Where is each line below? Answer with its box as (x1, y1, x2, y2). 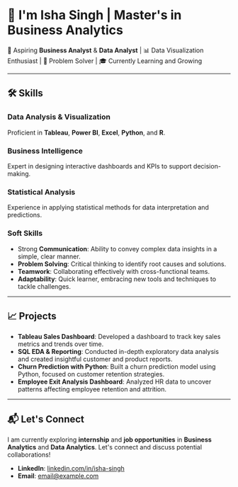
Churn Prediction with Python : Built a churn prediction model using (17, 362, 216, 371)
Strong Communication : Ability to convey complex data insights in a (17, 244, 217, 253)
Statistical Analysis (7, 187, 76, 197)
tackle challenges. (17, 282, 72, 290)
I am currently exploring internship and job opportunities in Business (7, 435, 212, 444)
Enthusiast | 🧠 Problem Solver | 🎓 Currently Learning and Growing (7, 57, 203, 65)
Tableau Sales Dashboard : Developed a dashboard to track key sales (17, 333, 221, 341)
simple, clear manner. (17, 252, 81, 260)
